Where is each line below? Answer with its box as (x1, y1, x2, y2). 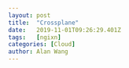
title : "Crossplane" (8, 19, 79, 27)
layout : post (8, 11, 51, 20)
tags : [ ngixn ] (8, 33, 61, 41)
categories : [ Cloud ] (8, 41, 76, 48)
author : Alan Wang (8, 48, 68, 55)
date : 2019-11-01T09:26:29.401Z (8, 26, 122, 34)
